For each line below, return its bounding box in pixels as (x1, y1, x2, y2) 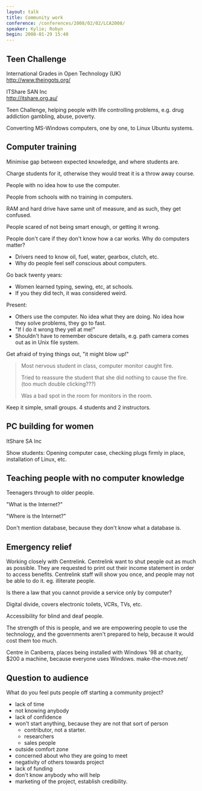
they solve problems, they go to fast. (14, 319, 107, 326)
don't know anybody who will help (14, 772, 101, 778)
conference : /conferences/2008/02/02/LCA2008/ (6, 20, 125, 26)
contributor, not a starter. (24, 726, 86, 733)
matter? (6, 241, 25, 248)
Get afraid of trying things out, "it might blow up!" (6, 350, 129, 357)
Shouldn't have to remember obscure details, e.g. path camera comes (14, 332, 189, 339)
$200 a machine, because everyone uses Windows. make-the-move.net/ (6, 655, 188, 663)
